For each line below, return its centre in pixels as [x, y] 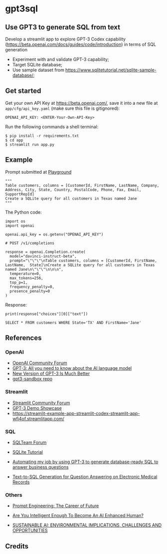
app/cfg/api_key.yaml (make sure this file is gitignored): [63, 108]
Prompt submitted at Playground [38, 172]
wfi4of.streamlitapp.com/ [38, 418]
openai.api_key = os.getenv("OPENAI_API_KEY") [54, 234]
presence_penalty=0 [30, 291]
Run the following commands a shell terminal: [52, 127]
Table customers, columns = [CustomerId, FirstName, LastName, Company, [82, 185]
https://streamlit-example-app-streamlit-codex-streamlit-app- [76, 413]
